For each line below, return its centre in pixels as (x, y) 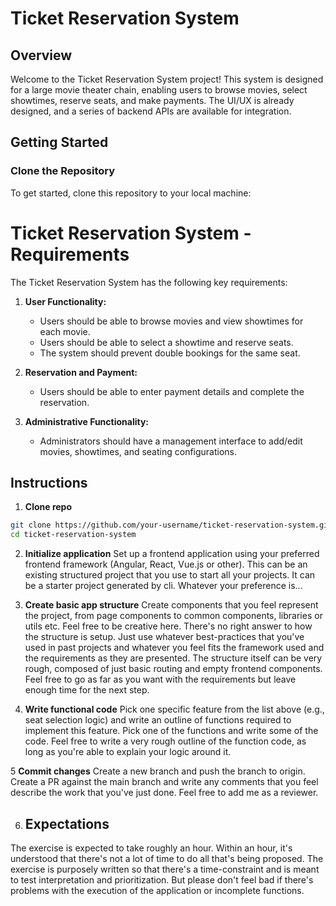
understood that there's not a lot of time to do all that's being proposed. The (167, 858)
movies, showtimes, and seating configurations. (138, 451)
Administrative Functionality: (87, 421)
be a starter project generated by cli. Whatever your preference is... (163, 586)
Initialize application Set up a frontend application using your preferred (172, 554)
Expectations (67, 823)
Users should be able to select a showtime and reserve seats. (166, 342)
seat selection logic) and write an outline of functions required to (158, 720)
